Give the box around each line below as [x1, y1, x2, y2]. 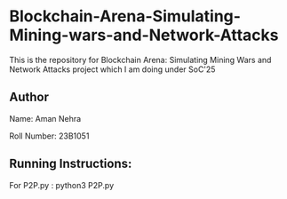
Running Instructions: [9, 156, 132, 171]
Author [9, 90, 49, 105]
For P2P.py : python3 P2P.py [9, 179, 115, 190]
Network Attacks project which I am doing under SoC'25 [9, 64, 216, 75]
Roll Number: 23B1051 [9, 131, 90, 141]
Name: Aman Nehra [9, 113, 82, 123]
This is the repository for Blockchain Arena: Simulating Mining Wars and [9, 54, 272, 65]
